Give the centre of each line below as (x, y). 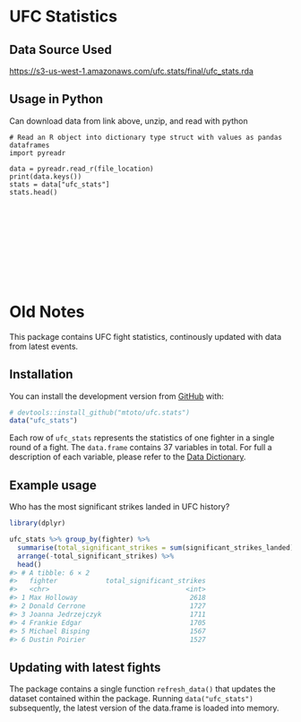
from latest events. (44, 346)
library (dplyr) (38, 523)
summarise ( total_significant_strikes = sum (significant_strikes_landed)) (158, 548)
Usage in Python (56, 99)
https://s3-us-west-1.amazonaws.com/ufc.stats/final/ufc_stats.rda (131, 71)
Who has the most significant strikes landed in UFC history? (120, 507)
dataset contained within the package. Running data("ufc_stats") (131, 699)
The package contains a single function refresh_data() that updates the (142, 689)
